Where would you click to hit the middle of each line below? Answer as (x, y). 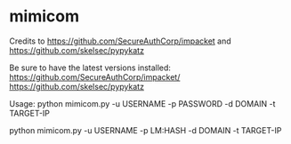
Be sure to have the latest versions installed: (90, 68)
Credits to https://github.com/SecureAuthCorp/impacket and (120, 41)
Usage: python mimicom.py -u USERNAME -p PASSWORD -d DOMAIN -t (142, 103)
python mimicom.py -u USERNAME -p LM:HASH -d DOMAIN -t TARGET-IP (145, 130)
